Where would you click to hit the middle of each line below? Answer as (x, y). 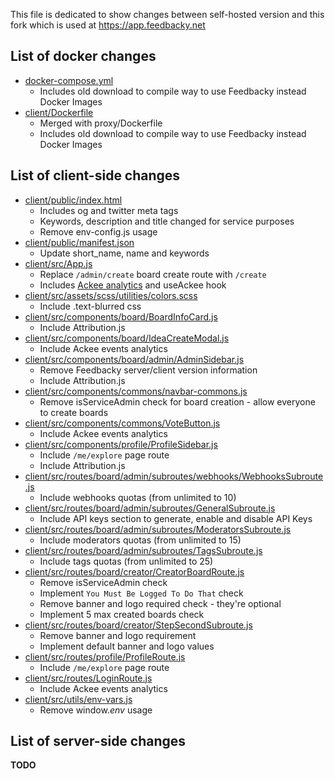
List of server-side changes (98, 741)
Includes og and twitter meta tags (109, 210)
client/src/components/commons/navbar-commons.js (136, 391)
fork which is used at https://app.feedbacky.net (108, 25)
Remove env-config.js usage (98, 231)
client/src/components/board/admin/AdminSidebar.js (134, 359)
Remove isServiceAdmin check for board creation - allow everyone (177, 401)
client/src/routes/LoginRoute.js (88, 678)
